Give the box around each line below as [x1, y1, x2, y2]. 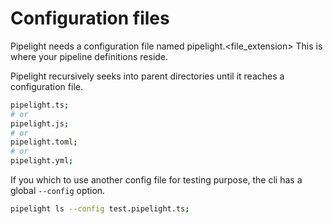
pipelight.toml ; [10, 137, 78, 147]
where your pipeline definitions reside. [10, 50, 169, 62]
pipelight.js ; [10, 118, 70, 129]
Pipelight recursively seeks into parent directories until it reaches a [10, 70, 285, 82]
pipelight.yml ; [10, 156, 74, 166]
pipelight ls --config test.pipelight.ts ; [10, 204, 190, 214]
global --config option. [10, 185, 106, 197]
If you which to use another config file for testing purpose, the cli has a [10, 174, 303, 186]
